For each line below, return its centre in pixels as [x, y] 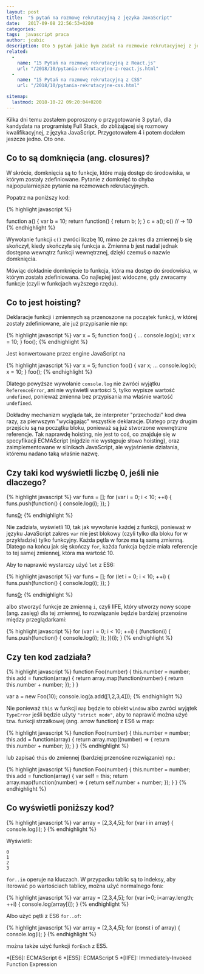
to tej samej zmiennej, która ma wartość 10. [60, 553]
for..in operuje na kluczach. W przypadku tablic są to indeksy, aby [91, 879]
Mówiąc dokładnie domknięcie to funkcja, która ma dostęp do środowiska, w [102, 270]
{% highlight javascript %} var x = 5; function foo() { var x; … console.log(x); [102, 365]
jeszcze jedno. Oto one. [36, 139]
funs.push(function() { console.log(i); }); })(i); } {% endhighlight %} [90, 638]
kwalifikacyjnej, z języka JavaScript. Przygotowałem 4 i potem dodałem [96, 132]
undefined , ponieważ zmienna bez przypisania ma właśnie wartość [90, 397]
